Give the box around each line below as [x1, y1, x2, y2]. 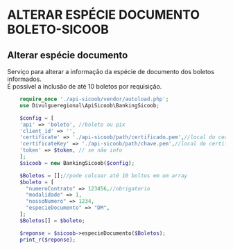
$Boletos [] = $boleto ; [19, 217, 85, 224]
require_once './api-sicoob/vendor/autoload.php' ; [19, 96, 169, 102]
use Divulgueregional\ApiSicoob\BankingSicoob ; [19, 102, 159, 109]
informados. [7, 75, 42, 83]
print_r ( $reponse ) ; [19, 236, 76, 243]
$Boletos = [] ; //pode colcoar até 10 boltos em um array [19, 172, 188, 179]
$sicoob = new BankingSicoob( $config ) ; [19, 159, 135, 166]
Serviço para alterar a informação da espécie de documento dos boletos [7, 68, 215, 75]
